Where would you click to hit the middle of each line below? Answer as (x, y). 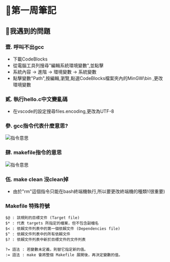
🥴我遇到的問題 (28, 31)
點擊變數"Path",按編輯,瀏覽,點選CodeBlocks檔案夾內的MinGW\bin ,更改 (88, 78)
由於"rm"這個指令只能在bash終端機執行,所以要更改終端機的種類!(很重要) (89, 192)
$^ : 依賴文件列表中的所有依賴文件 (38, 234)
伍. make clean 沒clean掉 (37, 179)
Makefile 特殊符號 (28, 206)
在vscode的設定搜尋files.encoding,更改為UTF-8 (63, 111)
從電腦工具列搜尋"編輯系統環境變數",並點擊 (58, 65)
